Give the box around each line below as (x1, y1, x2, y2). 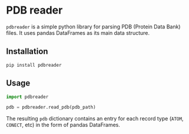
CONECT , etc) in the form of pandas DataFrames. (6, 122, 121, 129)
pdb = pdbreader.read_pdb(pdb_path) (6, 104, 96, 110)
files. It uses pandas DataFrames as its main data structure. (6, 29, 150, 36)
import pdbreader (6, 94, 49, 100)
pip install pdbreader (6, 62, 62, 68)
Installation (6, 47, 48, 57)
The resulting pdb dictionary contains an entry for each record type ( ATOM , (6, 115, 184, 122)
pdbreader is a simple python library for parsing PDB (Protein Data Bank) (6, 23, 181, 30)
